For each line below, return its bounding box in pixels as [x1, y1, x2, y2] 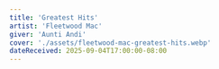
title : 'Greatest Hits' [9, 13, 99, 22]
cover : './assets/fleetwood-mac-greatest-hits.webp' [9, 38, 212, 47]
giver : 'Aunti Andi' [9, 30, 87, 39]
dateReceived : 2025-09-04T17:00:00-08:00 [9, 47, 168, 56]
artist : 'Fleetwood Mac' [9, 22, 103, 30]
